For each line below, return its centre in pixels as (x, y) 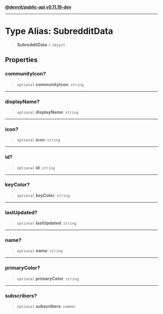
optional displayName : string (48, 112)
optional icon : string (39, 140)
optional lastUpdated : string (47, 223)
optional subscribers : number (46, 306)
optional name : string (40, 251)
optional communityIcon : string (50, 84)
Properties (21, 60)
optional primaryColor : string (48, 279)
